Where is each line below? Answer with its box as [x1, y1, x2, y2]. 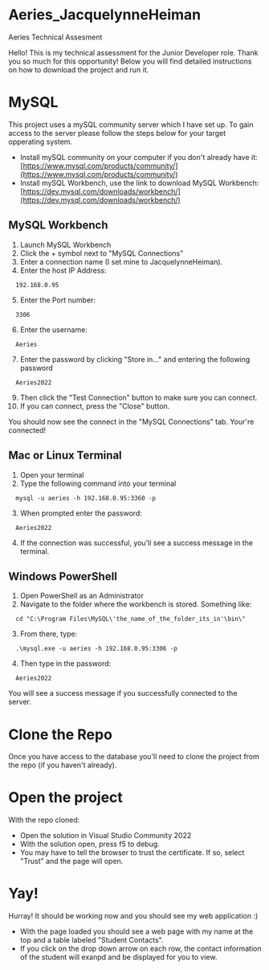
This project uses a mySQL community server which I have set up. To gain [8, 119, 254, 129]
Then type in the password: [19, 659, 112, 668]
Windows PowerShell [8, 569, 118, 583]
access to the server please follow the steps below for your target [8, 128, 226, 138]
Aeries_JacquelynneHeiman [8, 6, 202, 24]
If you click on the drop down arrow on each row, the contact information [19, 943, 262, 954]
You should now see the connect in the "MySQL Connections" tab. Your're [8, 417, 255, 426]
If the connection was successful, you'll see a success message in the [19, 537, 253, 548]
